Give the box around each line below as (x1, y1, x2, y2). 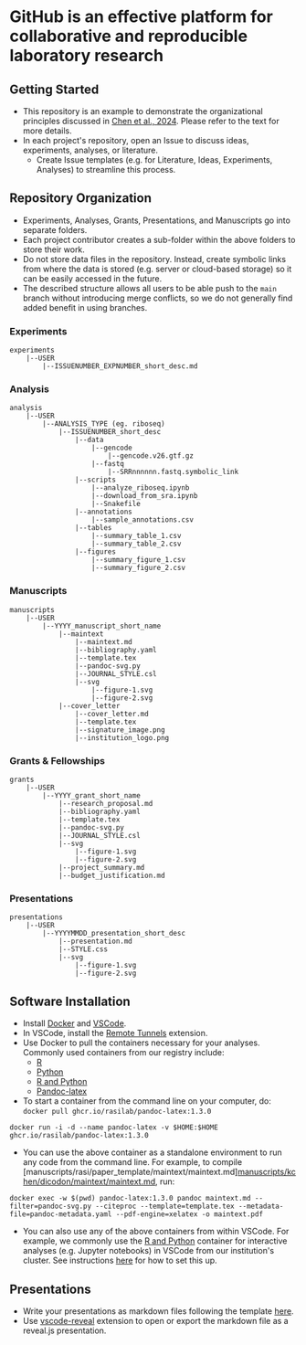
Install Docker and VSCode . (22, 1018, 127, 1029)
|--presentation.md (58, 937, 132, 947)
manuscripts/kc (237, 1167, 297, 1178)
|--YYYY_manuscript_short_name (42, 621, 162, 630)
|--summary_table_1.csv (90, 532, 182, 541)
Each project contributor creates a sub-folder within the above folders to (22, 234, 296, 245)
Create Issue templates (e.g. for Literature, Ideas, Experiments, (36, 154, 273, 165)
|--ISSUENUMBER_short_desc (58, 428, 162, 437)
